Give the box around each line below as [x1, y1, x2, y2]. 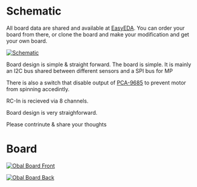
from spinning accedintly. [6, 85, 70, 92]
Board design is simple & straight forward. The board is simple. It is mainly [6, 61, 192, 68]
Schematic [6, 4, 62, 18]
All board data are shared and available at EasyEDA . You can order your [6, 24, 185, 32]
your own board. [6, 37, 47, 44]
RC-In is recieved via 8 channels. [6, 97, 89, 104]
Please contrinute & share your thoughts [6, 120, 107, 128]
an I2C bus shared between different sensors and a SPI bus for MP [6, 67, 173, 74]
